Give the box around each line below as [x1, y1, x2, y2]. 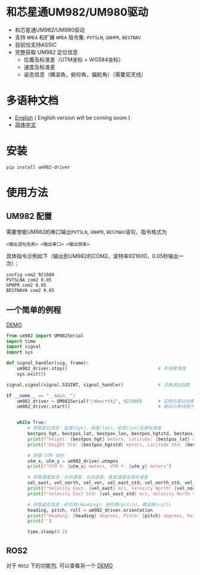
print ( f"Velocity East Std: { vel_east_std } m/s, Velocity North [27, 490, 190, 497]
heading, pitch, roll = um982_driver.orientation [27, 507, 153, 513]
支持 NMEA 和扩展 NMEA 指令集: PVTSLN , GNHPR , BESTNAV [14, 33, 141, 40]
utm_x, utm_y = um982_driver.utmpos [27, 458, 118, 464]
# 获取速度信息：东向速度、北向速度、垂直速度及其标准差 [27, 474, 148, 480]
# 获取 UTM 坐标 [27, 452, 64, 458]
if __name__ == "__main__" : [6, 392, 76, 399]
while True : [17, 420, 46, 426]
